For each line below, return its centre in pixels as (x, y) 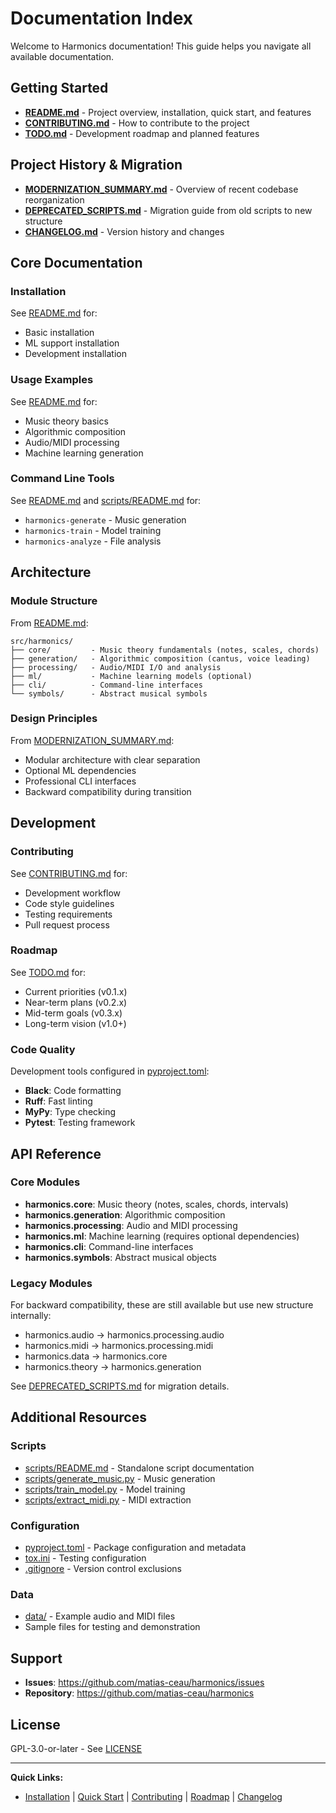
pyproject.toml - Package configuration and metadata (135, 1548)
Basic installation (59, 333)
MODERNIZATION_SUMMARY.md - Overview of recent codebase (161, 189)
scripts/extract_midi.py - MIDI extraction (108, 1499)
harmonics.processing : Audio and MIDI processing (131, 1225)
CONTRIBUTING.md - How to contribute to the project (137, 123)
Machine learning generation (84, 453)
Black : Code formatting (73, 1091)
